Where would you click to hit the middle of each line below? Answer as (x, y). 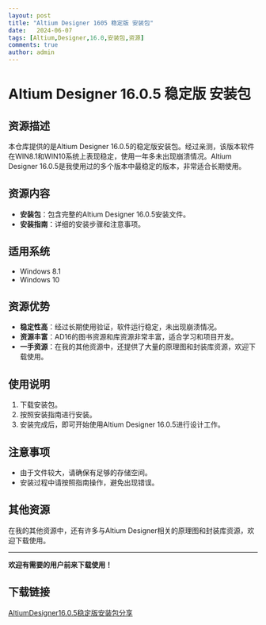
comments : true (33, 45)
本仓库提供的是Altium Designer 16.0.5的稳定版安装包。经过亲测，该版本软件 (131, 146)
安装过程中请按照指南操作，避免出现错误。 (89, 483)
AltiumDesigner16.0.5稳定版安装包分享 (70, 612)
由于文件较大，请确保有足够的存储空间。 (85, 473)
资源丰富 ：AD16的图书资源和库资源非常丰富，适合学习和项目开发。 (129, 337)
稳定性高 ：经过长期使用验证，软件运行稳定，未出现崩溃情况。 (120, 327)
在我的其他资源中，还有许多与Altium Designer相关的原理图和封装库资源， (128, 530)
